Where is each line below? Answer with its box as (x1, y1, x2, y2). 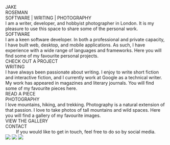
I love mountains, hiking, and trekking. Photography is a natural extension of (5, 102, 165, 108)
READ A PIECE (5, 91, 36, 96)
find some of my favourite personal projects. (5, 53, 99, 59)
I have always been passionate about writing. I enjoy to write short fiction (5, 69, 159, 75)
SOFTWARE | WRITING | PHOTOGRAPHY (5, 15, 92, 21)
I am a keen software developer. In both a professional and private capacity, (5, 37, 165, 42)
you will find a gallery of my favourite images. (5, 112, 101, 118)
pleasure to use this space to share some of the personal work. (5, 26, 138, 32)
